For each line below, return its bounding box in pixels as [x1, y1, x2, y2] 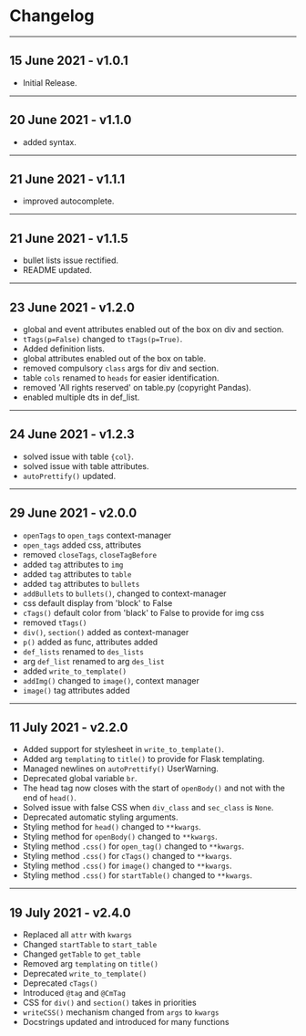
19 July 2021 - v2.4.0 [9, 905, 131, 920]
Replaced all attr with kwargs [22, 929, 133, 940]
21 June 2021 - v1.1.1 [9, 171, 126, 187]
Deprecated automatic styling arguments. [22, 811, 179, 822]
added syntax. [22, 136, 77, 147]
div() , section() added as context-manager [22, 626, 189, 637]
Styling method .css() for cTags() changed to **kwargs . [22, 851, 232, 862]
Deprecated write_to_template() [22, 968, 148, 979]
